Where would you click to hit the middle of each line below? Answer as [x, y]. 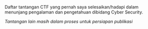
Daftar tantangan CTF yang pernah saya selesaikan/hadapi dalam [72, 7]
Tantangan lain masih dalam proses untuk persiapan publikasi [69, 22]
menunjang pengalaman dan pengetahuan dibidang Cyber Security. [74, 12]
